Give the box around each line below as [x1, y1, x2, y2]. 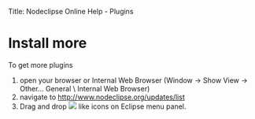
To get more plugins [8, 60, 73, 69]
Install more [8, 35, 87, 52]
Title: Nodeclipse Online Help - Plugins [8, 7, 134, 16]
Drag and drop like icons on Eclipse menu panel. [19, 102, 187, 111]
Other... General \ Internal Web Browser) [19, 84, 150, 93]
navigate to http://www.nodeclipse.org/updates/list [19, 92, 185, 102]
